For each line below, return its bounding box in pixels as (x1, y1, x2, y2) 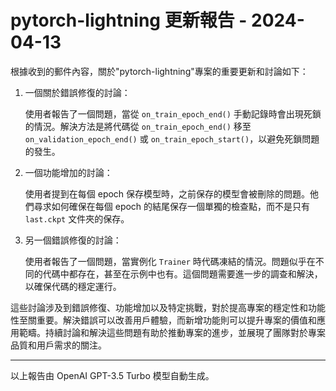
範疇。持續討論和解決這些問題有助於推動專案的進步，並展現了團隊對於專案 (18, 326, 326, 338)
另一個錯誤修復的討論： (24, 234, 122, 246)
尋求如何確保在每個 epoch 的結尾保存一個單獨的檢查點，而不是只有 (33, 200, 311, 212)
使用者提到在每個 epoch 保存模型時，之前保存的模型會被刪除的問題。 (24, 187, 311, 200)
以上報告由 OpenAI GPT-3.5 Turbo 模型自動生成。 (10, 369, 215, 381)
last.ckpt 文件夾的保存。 (24, 212, 130, 225)
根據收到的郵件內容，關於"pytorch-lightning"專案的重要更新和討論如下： (10, 65, 309, 77)
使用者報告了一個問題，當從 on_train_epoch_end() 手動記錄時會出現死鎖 (24, 107, 322, 120)
